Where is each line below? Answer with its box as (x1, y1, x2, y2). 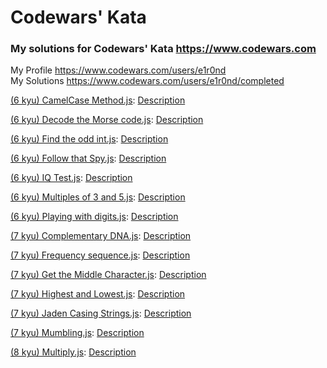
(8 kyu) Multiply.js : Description (10, 346, 137, 358)
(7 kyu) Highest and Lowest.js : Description (10, 288, 186, 300)
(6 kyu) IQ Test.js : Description (10, 172, 133, 184)
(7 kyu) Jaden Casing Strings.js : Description (10, 307, 192, 320)
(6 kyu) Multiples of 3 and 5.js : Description (10, 191, 186, 203)
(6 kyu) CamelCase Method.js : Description (10, 94, 186, 106)
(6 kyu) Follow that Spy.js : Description (10, 152, 167, 165)
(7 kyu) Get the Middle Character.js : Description (10, 269, 207, 281)
